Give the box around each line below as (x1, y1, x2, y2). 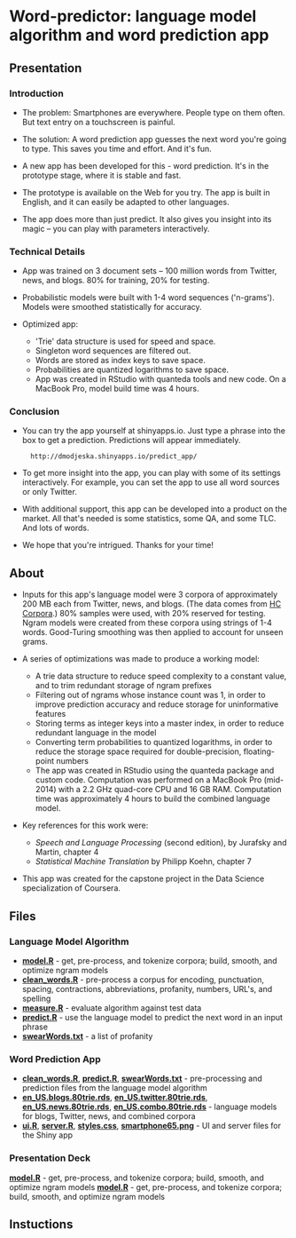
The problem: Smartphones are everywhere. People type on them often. (21, 107, 285, 117)
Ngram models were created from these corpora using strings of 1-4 (21, 617, 272, 628)
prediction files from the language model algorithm (21, 1083, 208, 1093)
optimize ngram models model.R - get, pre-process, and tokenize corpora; (9, 1181, 282, 1192)
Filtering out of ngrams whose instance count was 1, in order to (35, 690, 266, 701)
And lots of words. (21, 522, 90, 534)
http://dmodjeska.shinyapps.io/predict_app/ (30, 452, 198, 461)
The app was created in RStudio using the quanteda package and (35, 766, 275, 776)
